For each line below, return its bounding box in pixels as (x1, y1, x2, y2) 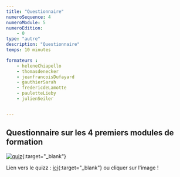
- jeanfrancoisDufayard (16, 74, 75, 80)
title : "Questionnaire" (6, 8, 64, 15)
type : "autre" (6, 36, 41, 42)
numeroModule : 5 (6, 19, 46, 25)
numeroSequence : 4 (6, 14, 51, 20)
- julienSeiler (16, 96, 54, 102)
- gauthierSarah (16, 79, 57, 85)
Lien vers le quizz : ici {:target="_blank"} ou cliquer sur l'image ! (6, 164, 159, 171)
